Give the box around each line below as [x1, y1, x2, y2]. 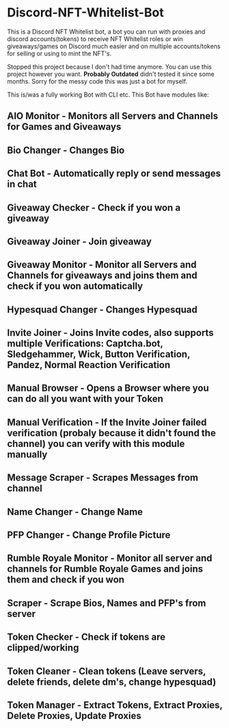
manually [7, 448, 48, 460]
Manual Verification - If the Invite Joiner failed [7, 416, 207, 428]
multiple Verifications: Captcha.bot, [7, 338, 163, 350]
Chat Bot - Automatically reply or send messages [7, 168, 221, 180]
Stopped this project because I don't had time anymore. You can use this [7, 62, 212, 71]
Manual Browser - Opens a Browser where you [7, 383, 209, 394]
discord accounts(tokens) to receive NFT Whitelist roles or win [7, 34, 183, 43]
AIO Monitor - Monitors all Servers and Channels [7, 110, 219, 122]
